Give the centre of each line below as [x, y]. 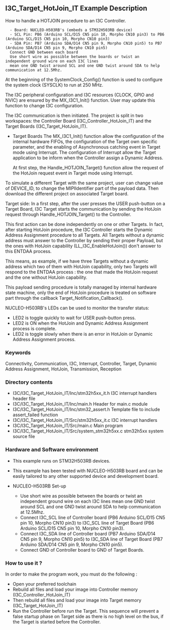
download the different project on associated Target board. [67, 193]
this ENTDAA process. [28, 251]
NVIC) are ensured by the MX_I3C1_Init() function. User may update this [80, 100]
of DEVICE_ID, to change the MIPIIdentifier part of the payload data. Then [82, 188]
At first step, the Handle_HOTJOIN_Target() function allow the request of [88, 167]
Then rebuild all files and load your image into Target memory [77, 600]
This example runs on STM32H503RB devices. [61, 461]
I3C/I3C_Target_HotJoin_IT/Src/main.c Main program [68, 426]
